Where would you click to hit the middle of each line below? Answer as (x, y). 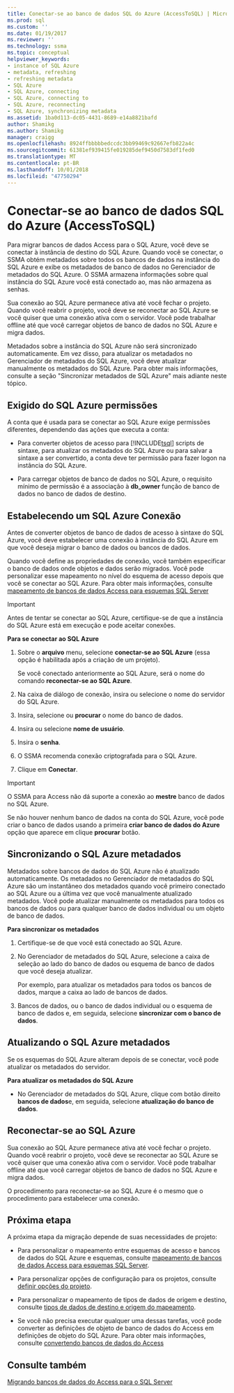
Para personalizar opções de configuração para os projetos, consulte (117, 1279)
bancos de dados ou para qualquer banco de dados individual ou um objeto (116, 908)
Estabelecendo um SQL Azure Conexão (94, 515)
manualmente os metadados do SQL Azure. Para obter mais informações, (112, 368)
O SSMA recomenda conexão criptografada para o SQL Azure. (107, 756)
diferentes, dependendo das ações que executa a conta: (88, 430)
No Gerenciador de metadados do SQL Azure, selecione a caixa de (114, 956)
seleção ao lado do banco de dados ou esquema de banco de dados (116, 963)
